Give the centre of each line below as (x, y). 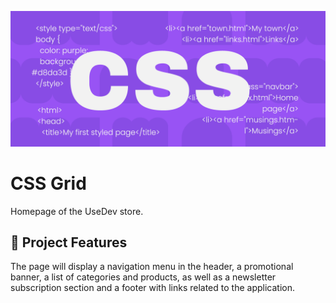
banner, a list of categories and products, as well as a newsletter (143, 277)
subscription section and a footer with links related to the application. (152, 288)
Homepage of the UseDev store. (77, 211)
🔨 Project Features (69, 242)
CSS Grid (48, 183)
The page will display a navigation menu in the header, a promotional (152, 267)
